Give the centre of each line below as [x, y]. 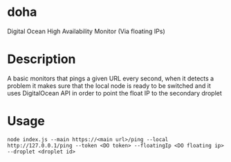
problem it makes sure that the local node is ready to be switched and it [109, 85]
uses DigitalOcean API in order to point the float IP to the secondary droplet [115, 93]
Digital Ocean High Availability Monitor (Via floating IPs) [86, 31]
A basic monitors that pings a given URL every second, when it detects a [111, 78]
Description [41, 59]
